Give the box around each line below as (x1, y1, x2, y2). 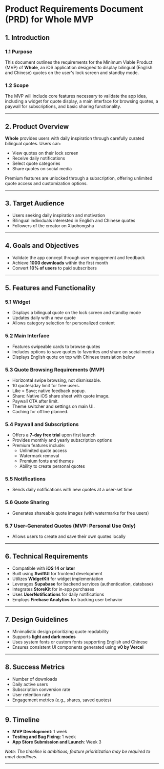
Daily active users (12, 681, 48, 687)
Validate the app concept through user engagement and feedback (12, 254, 145, 261)
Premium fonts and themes (19, 458, 74, 464)
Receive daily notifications (12, 155, 65, 161)
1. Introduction (5, 33, 50, 42)
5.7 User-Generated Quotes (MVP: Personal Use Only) (5, 522, 136, 529)
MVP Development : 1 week (12, 729, 67, 735)
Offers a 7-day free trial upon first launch (12, 432, 96, 438)
